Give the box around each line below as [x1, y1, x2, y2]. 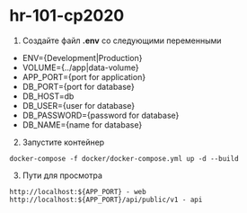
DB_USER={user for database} [22, 100, 136, 111]
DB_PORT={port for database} [22, 81, 135, 92]
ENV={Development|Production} [22, 52, 143, 63]
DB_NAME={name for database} [22, 119, 143, 130]
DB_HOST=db [22, 91, 75, 102]
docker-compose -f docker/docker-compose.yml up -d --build [9, 154, 240, 163]
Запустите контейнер [22, 137, 105, 147]
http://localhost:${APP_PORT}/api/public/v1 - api [9, 195, 203, 204]
